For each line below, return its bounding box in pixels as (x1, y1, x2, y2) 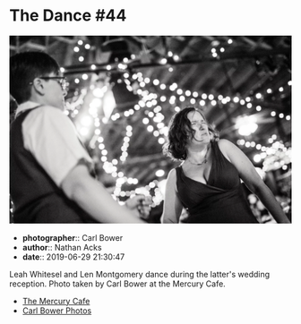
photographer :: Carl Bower (21, 232, 124, 243)
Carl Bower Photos (21, 305, 92, 316)
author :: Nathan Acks (21, 242, 102, 252)
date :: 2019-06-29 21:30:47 (21, 252, 125, 262)
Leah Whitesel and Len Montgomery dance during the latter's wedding (9, 269, 271, 279)
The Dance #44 (9, 5, 127, 26)
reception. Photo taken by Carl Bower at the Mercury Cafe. (9, 278, 226, 289)
